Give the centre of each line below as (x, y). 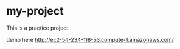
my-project (35, 11)
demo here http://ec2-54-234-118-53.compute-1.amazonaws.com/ (90, 39)
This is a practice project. (38, 28)
